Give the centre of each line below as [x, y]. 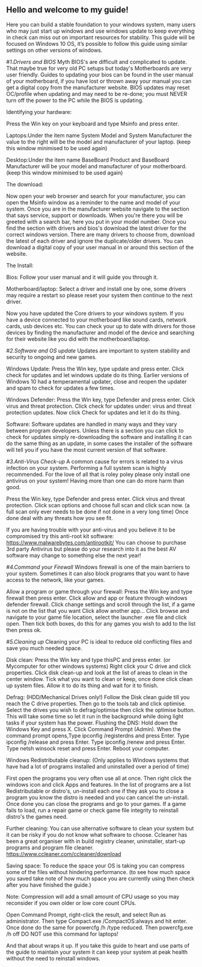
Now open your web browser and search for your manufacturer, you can [96, 196]
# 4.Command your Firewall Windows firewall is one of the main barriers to [98, 567]
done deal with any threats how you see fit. [60, 518]
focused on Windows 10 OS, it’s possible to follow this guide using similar [97, 43]
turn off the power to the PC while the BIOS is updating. [75, 100]
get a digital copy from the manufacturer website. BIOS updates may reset [98, 87]
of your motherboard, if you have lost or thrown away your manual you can [99, 81]
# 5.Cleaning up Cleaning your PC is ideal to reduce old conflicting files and [99, 641]
